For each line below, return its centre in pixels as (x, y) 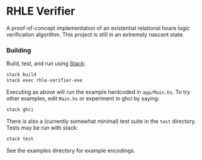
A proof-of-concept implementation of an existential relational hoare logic (98, 28)
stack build (21, 75)
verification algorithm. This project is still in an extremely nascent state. (95, 34)
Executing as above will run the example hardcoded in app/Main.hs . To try (98, 92)
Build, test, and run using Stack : (46, 64)
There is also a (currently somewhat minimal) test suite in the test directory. (101, 121)
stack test (20, 139)
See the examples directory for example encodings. (71, 150)
